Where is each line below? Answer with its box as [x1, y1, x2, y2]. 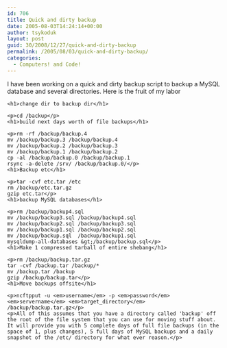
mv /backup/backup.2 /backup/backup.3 [7, 142, 118, 149]
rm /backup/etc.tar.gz [7, 184, 72, 191]
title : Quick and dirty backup [7, 16, 97, 23]
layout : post [7, 36, 45, 42]
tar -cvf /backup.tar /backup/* [7, 262, 99, 269]
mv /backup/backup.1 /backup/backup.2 [7, 148, 118, 155]
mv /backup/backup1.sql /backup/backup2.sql [7, 226, 136, 233]
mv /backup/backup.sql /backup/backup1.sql [7, 232, 136, 239]
